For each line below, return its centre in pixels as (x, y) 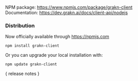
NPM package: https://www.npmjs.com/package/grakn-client (69, 7)
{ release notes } (22, 74)
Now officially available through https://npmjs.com (57, 37)
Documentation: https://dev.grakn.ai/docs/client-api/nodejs (66, 13)
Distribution (20, 26)
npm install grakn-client (32, 46)
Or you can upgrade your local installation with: (54, 55)
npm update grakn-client (31, 64)
